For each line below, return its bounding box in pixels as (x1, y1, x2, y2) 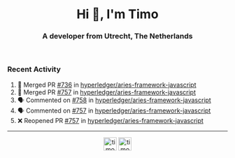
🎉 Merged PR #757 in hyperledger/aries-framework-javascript (17, 87, 196, 96)
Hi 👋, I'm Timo (76, 6, 159, 22)
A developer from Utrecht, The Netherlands (42, 31, 193, 41)
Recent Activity (7, 64, 62, 74)
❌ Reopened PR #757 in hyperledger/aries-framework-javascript (17, 116, 204, 124)
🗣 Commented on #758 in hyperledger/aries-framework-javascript (17, 96, 211, 104)
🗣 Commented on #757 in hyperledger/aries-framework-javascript (17, 106, 211, 115)
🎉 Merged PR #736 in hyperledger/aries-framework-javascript (17, 80, 197, 89)
